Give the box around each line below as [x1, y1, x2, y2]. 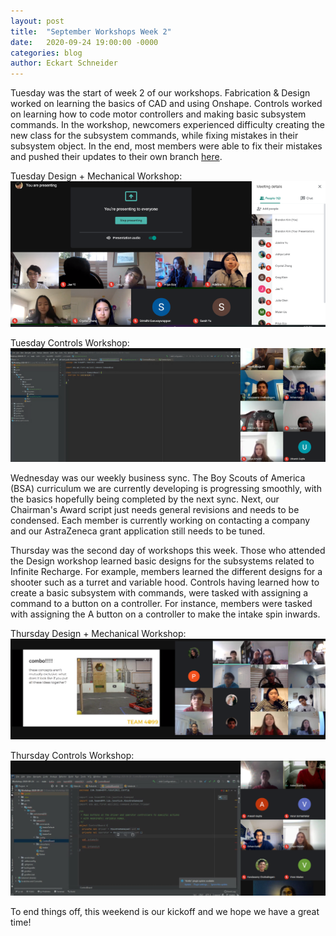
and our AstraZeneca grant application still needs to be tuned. [10, 525, 266, 537]
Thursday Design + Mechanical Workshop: [10, 627, 187, 639]
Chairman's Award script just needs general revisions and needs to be [10, 503, 300, 515]
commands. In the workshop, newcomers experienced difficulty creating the [10, 119, 325, 131]
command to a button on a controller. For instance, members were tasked [10, 597, 313, 609]
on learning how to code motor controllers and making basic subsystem [10, 108, 307, 120]
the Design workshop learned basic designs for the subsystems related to [10, 555, 315, 567]
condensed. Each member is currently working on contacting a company [10, 514, 311, 526]
